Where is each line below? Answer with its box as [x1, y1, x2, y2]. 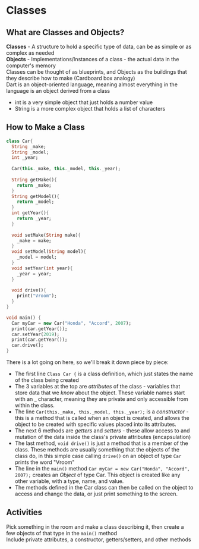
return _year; [17, 215, 52, 222]
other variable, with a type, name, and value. [14, 478, 124, 485]
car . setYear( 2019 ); [11, 331, 60, 337]
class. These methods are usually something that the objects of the [14, 446, 180, 453]
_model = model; [17, 254, 58, 261]
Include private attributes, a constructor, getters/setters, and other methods [6, 536, 191, 543]
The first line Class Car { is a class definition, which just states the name [14, 370, 194, 378]
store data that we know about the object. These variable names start [14, 389, 185, 396]
